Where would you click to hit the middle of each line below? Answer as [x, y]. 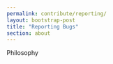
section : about [29, 33]
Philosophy [23, 53]
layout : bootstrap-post [41, 20]
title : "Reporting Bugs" [43, 26]
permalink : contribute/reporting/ [57, 14]
